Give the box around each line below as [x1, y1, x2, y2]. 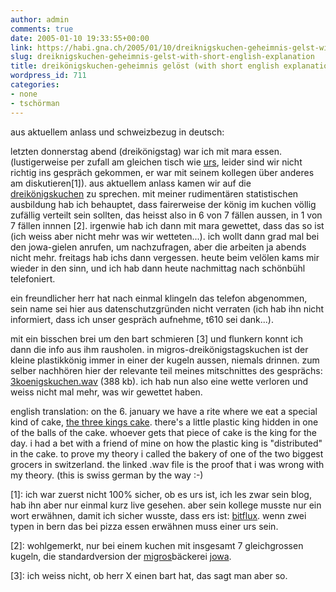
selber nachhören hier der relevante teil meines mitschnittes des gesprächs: [10, 364, 323, 376]
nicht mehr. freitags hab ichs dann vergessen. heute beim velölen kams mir [10, 251, 320, 263]
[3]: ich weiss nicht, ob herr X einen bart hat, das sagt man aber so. [10, 569, 288, 581]
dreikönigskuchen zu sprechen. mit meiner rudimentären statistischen [10, 187, 299, 200]
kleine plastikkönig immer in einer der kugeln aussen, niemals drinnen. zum [10, 354, 320, 366]
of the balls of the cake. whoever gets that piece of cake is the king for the [10, 426, 317, 438]
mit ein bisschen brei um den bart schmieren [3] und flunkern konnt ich [10, 332, 304, 345]
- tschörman [10, 98, 60, 108]
